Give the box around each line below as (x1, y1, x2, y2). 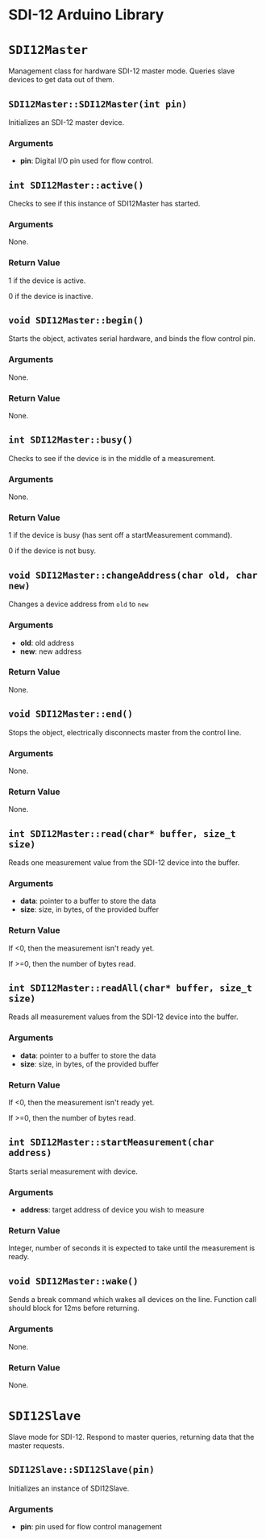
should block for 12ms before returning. (8, 1304, 139, 1313)
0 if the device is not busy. (8, 546, 97, 555)
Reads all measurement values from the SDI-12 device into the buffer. (8, 1012, 239, 1021)
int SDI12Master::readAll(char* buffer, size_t (8, 982, 252, 994)
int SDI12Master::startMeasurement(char (8, 1137, 215, 1148)
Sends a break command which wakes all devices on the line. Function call (8, 1295, 256, 1304)
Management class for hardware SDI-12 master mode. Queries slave (8, 66, 235, 76)
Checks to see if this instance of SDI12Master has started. (8, 199, 201, 209)
